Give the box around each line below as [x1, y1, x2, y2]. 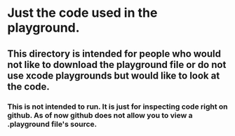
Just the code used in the [7, 5, 158, 21]
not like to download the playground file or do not [7, 58, 227, 71]
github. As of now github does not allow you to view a [7, 110, 193, 120]
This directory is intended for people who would [7, 48, 221, 60]
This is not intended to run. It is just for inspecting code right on [7, 102, 228, 111]
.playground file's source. [7, 119, 98, 129]
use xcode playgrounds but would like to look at [7, 69, 220, 81]
